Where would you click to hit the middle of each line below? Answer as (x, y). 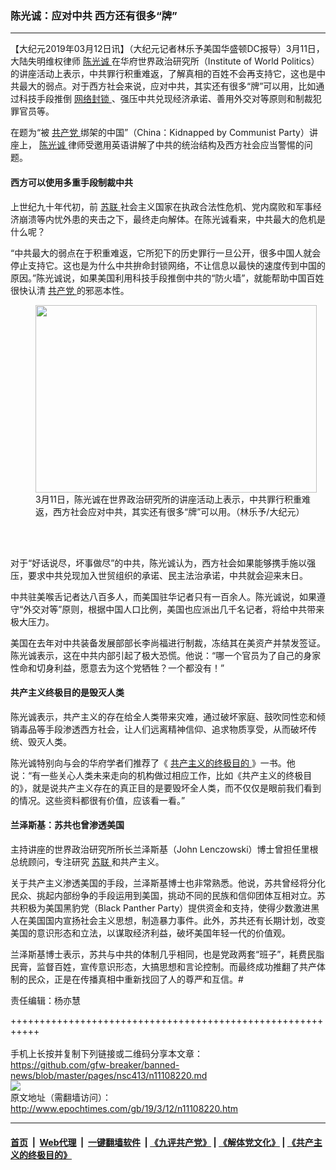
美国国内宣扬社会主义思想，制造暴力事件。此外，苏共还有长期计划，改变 (176, 920)
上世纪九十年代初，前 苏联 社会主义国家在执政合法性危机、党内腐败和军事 (161, 206)
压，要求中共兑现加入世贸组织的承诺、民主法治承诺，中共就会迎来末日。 (159, 575)
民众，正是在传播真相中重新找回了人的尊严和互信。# (135, 979)
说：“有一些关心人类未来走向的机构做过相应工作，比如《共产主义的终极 (157, 775)
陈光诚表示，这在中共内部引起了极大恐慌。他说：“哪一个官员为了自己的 (157, 655)
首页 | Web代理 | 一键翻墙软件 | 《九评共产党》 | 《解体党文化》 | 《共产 (162, 1142)
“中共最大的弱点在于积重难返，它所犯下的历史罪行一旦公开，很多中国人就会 (166, 253)
